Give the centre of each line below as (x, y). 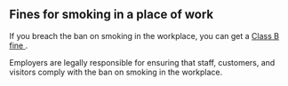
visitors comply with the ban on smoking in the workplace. (116, 72)
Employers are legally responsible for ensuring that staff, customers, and (142, 62)
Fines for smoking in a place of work (112, 15)
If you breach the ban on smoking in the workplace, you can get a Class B (144, 35)
